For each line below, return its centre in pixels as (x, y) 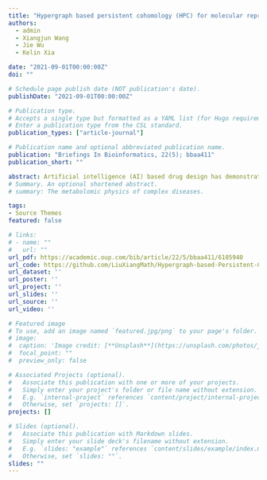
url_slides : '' (33, 294)
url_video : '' (32, 309)
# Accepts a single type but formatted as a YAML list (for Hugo (118, 118)
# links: (23, 235)
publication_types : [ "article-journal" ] (76, 133)
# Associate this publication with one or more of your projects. (124, 382)
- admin (28, 30)
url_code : (25, 265)
